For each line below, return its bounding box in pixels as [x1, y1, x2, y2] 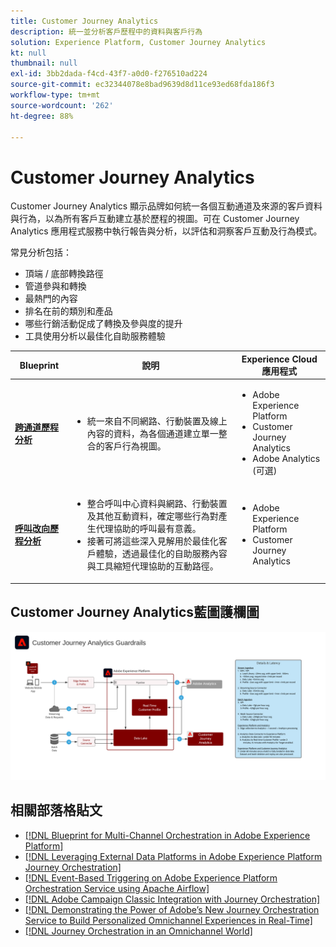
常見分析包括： [10, 246, 72, 259]
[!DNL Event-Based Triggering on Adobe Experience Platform [24, 871, 278, 884]
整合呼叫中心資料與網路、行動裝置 [86, 498, 228, 510]
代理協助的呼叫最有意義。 [95, 523, 202, 535]
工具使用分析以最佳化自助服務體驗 [24, 330, 166, 342]
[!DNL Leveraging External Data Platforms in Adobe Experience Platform [24, 850, 323, 862]
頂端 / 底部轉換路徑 [24, 268, 104, 280]
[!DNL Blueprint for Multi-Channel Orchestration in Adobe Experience [24, 829, 311, 841]
